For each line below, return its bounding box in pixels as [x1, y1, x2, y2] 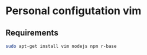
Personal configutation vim [5, 4, 142, 18]
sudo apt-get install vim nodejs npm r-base [5, 43, 117, 49]
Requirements [5, 28, 58, 38]
